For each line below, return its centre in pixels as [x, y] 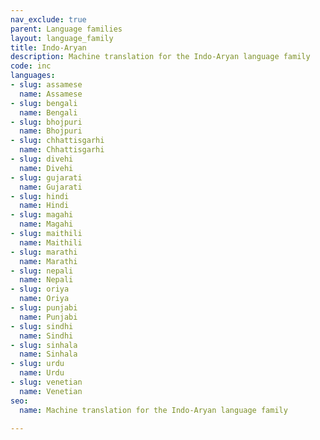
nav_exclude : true [48, 19]
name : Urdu [42, 373]
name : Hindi [44, 206]
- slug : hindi [40, 196]
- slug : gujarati [46, 177]
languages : [33, 76]
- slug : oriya [40, 289]
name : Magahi [46, 224]
